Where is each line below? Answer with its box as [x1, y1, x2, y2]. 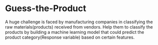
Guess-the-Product [5, 3, 87, 14]
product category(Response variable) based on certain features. [5, 34, 135, 40]
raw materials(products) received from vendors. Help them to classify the [5, 24, 153, 30]
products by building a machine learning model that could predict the [5, 29, 144, 35]
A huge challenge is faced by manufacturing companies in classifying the [5, 19, 153, 25]
